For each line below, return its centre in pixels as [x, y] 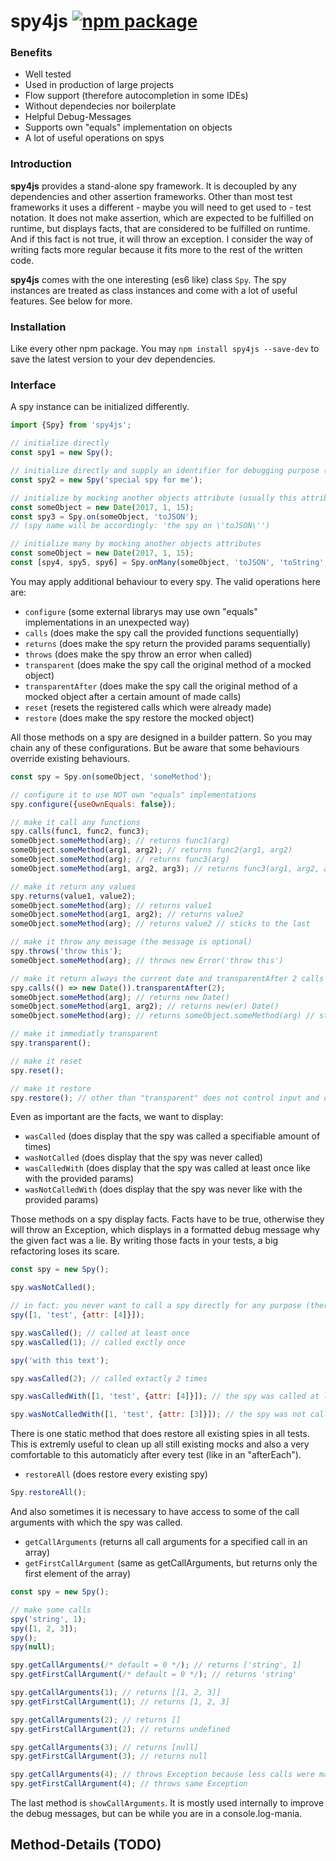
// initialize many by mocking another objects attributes [136, 544]
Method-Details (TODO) [86, 1845]
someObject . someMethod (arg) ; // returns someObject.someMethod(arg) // [162, 1016]
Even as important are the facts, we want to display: [117, 1117]
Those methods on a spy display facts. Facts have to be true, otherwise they [167, 1219]
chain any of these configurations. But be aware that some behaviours [155, 747]
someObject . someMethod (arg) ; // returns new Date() [120, 997]
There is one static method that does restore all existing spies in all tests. [160, 1434]
